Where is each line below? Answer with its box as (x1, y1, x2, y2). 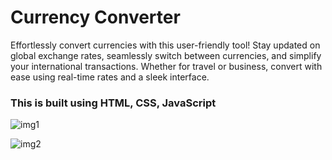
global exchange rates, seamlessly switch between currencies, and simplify (10, 49, 322, 61)
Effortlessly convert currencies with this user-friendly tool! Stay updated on (10, 39, 321, 51)
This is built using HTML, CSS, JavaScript (10, 96, 217, 110)
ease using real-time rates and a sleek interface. (10, 71, 210, 83)
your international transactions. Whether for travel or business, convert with (10, 60, 323, 72)
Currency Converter (10, 6, 181, 29)
